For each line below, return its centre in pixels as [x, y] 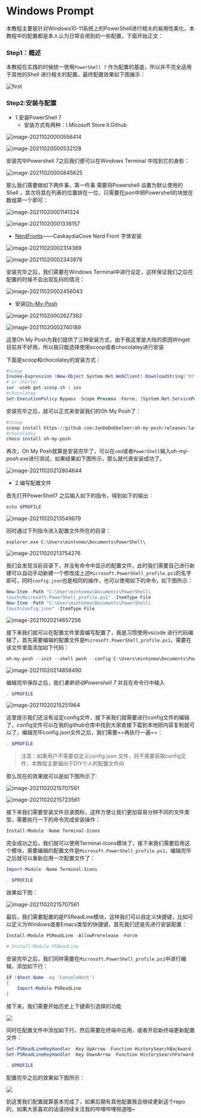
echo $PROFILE [24, 507]
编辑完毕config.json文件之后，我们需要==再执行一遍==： [92, 733]
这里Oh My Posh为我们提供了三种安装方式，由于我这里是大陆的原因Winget [98, 339]
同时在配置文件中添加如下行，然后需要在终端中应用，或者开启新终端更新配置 [100, 1030]
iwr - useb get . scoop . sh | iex [44, 388]
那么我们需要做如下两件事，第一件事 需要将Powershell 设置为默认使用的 [95, 185]
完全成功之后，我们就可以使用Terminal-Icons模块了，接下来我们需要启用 [96, 843]
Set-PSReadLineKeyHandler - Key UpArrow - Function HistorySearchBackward [99, 1049]
